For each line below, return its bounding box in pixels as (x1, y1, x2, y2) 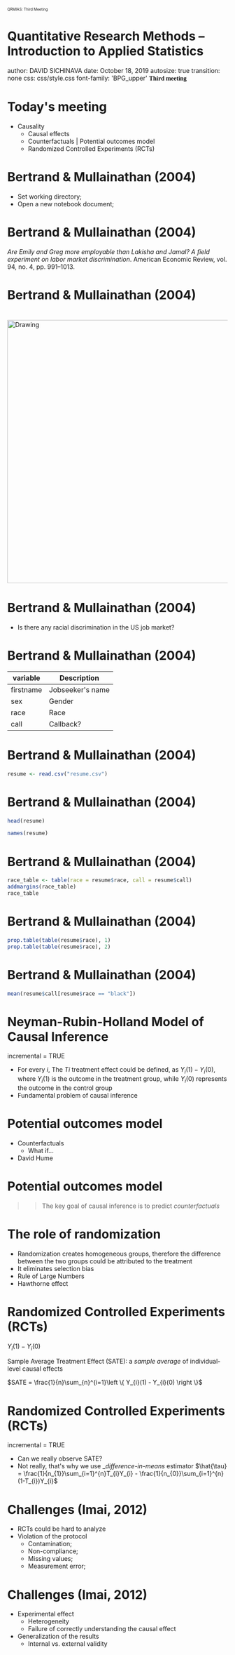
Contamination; (27, 1540, 72, 1548)
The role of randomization (7, 1226, 161, 1242)
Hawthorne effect (17, 1279, 69, 1287)
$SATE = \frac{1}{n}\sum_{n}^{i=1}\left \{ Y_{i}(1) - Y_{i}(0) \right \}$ (7, 1378, 203, 1387)
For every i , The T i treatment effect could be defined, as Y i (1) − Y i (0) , (17, 1065, 215, 1076)
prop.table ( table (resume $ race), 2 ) (7, 943, 111, 950)
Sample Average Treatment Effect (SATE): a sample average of (7, 1357, 189, 1366)
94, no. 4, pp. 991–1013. (7, 262, 76, 271)
